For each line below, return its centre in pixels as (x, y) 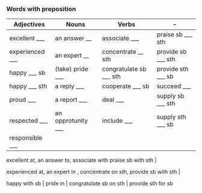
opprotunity (72, 120)
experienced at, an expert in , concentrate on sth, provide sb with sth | (93, 172)
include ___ (118, 120)
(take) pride (72, 69)
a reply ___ (70, 86)
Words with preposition (41, 9)
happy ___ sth (28, 86)
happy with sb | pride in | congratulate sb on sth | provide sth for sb (90, 183)
